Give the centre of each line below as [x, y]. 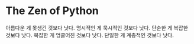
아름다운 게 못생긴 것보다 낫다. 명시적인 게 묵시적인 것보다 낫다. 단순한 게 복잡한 [97, 28]
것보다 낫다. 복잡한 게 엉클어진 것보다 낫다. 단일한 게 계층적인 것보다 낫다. [90, 35]
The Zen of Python [52, 11]
